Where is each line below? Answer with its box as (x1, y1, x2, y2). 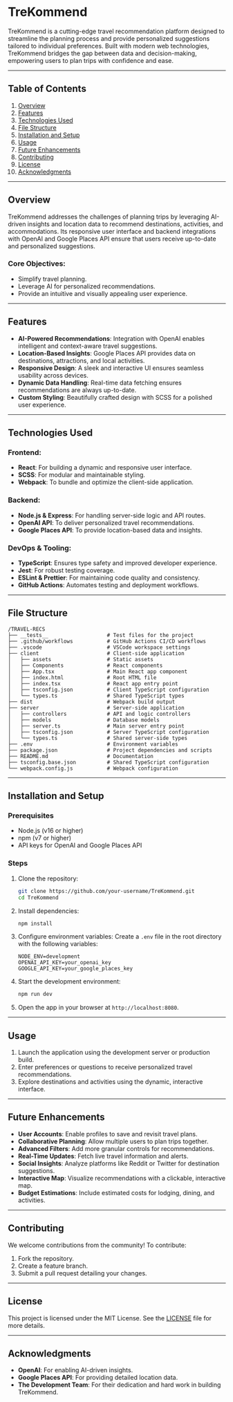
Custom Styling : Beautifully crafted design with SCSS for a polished (17, 393, 213, 401)
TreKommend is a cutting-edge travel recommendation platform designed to (8, 27, 225, 35)
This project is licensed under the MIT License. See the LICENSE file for (8, 1313, 212, 1322)
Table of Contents (8, 83, 87, 95)
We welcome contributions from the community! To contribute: (8, 1241, 187, 1249)
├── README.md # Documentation (8, 753, 154, 759)
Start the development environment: (17, 977, 121, 986)
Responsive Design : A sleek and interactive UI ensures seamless (17, 364, 205, 372)
